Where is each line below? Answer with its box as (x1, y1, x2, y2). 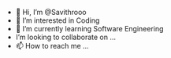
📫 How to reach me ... (15, 42, 89, 50)
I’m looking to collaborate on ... (15, 32, 117, 42)
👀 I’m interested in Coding (15, 16, 100, 25)
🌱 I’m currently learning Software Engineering (15, 24, 164, 33)
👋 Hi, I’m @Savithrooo (15, 8, 87, 16)
